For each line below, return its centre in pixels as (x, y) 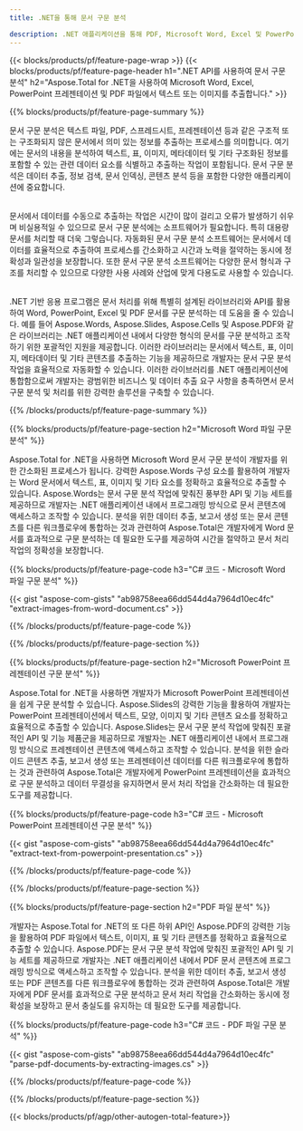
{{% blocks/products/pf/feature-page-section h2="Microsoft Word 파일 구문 (151, 429)
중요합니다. (46, 187)
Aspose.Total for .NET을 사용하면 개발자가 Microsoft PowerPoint (127, 692)
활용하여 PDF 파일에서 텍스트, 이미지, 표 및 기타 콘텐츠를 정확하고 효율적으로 (153, 937)
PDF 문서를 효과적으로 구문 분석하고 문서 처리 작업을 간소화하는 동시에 (156, 994)
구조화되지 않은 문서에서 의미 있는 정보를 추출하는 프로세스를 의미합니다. (146, 141)
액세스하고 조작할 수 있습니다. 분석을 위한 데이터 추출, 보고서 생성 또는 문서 (141, 516)
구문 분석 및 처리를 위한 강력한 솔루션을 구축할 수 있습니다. (112, 391)
